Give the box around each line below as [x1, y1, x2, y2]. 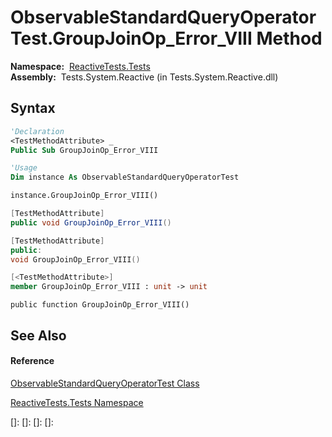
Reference [10, 355, 55, 367]
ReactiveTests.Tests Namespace [10, 396, 144, 408]
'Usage [10, 163, 38, 173]
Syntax [10, 100, 56, 117]
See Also [10, 327, 67, 344]
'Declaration [10, 126, 65, 136]
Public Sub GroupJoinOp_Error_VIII [10, 145, 159, 155]
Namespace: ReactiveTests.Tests [10, 60, 151, 72]
